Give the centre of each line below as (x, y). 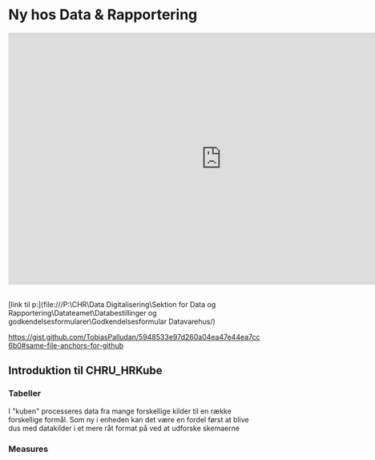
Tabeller (25, 393)
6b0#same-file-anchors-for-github (66, 345)
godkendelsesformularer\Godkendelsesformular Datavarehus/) (112, 321)
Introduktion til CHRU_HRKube (85, 371)
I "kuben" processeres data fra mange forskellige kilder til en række (120, 411)
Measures (28, 449)
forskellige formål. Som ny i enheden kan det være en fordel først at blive (129, 419)
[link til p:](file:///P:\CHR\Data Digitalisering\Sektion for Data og (112, 304)
